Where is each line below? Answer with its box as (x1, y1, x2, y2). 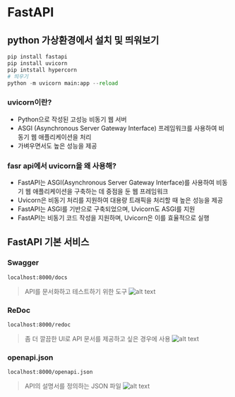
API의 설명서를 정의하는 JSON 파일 (24, 382, 121, 391)
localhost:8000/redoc (7, 321, 71, 328)
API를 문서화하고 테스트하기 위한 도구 (24, 287, 128, 295)
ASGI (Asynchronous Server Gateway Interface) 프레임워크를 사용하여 (17, 124, 217, 132)
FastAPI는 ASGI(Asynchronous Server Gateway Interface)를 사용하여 (17, 178, 215, 186)
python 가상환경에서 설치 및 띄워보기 (7, 34, 159, 46)
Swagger (7, 258, 40, 268)
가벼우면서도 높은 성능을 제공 (17, 141, 97, 150)
